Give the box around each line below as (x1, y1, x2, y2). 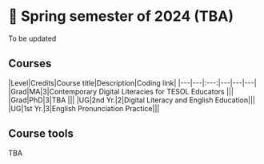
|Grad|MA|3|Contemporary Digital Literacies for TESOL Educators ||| (8, 86, 234, 96)
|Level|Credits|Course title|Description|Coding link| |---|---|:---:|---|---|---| (8, 78, 258, 87)
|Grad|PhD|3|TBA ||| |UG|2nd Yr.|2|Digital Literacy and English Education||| (8, 95, 256, 105)
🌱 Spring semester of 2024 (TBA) (8, 7, 234, 26)
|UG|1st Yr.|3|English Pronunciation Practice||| (8, 103, 160, 113)
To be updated (8, 34, 57, 43)
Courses (8, 57, 52, 70)
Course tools (8, 127, 74, 141)
